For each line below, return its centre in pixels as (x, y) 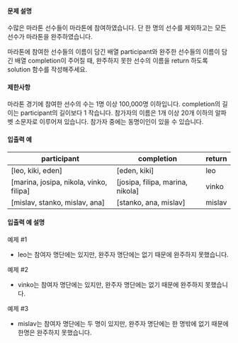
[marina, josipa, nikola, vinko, (59, 182)
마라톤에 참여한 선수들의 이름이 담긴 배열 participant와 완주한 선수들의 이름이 (114, 52)
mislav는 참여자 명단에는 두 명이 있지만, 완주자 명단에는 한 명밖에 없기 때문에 (123, 323)
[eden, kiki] (135, 170)
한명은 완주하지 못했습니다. (55, 332)
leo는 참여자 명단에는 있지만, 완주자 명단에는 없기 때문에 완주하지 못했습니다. (123, 254)
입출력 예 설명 (26, 223)
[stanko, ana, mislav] (151, 202)
